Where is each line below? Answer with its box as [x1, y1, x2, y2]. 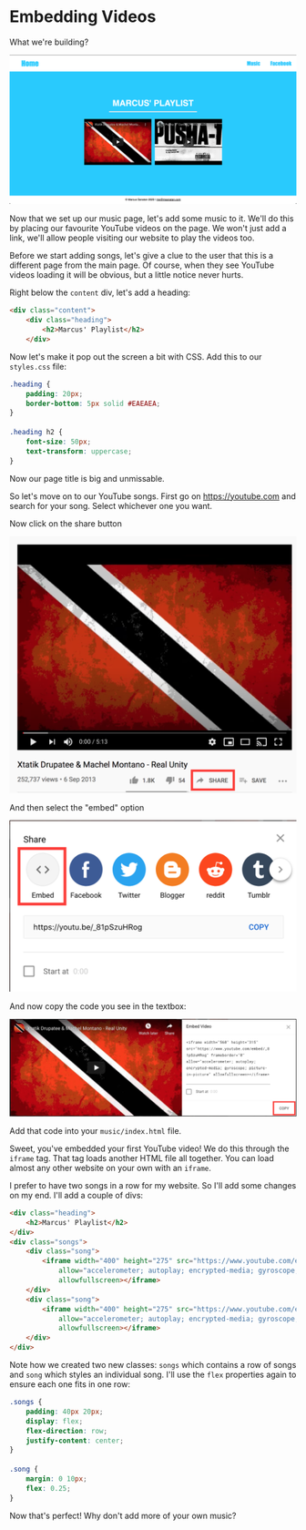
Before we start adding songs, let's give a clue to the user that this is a [9, 250, 274, 261]
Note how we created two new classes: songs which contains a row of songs [9, 1360, 297, 1371]
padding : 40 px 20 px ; [25, 1407, 104, 1416]
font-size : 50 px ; [25, 437, 92, 447]
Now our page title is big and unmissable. [9, 473, 166, 484]
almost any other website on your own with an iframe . [9, 1162, 212, 1173]
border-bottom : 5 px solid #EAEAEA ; [25, 399, 161, 408]
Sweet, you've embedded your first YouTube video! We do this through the [9, 1143, 290, 1154]
